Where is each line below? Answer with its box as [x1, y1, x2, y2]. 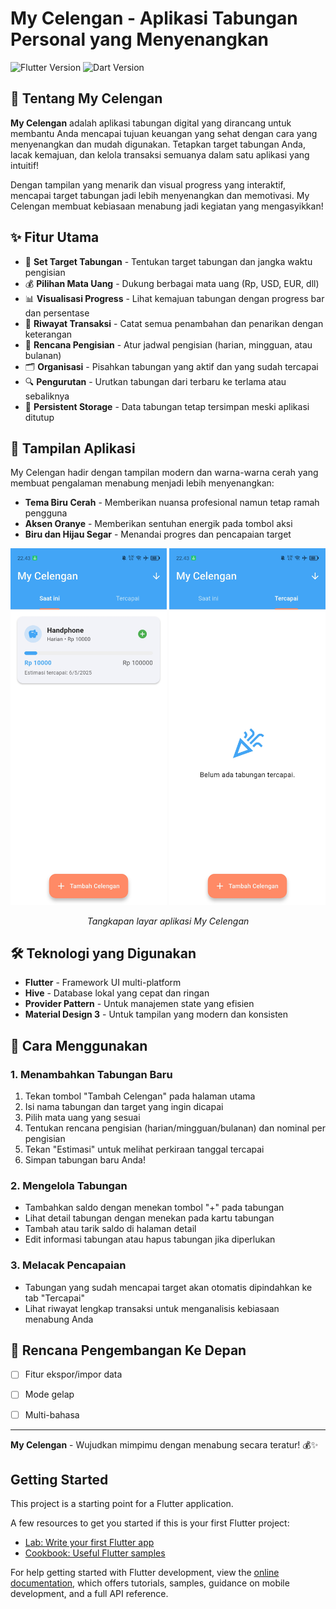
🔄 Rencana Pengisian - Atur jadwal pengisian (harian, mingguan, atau [24, 338, 313, 351]
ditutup [24, 411, 55, 423]
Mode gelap [24, 1388, 75, 1401]
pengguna [24, 507, 68, 519]
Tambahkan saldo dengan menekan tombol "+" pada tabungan [24, 1202, 285, 1214]
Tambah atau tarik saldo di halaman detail [24, 1223, 197, 1235]
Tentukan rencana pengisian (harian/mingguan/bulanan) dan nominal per [24, 1122, 326, 1134]
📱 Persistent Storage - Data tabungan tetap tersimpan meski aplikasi [24, 400, 310, 412]
